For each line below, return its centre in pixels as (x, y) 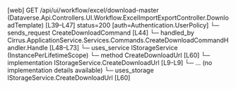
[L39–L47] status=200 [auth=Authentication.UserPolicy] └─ (132, 25)
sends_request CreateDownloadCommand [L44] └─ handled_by (101, 32)
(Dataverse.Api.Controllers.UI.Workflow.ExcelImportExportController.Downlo (118, 18)
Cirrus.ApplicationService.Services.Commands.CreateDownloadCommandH (118, 40)
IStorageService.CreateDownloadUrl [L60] (69, 78)
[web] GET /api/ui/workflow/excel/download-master (83, 10)
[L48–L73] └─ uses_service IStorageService (113, 48)
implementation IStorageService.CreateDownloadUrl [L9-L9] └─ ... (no (110, 63)
